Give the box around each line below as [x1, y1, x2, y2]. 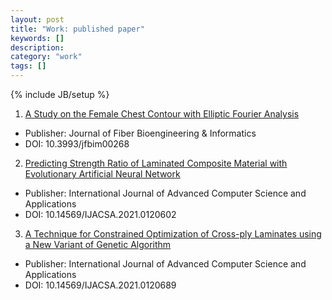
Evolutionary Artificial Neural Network [24, 168, 181, 180]
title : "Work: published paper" [10, 24, 145, 34]
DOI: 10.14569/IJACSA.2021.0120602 [24, 209, 177, 220]
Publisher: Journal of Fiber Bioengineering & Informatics [24, 127, 257, 139]
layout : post [10, 14, 65, 25]
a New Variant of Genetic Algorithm [24, 239, 172, 250]
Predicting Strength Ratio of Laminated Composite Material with [24, 157, 288, 169]
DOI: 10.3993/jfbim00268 [24, 138, 130, 150]
